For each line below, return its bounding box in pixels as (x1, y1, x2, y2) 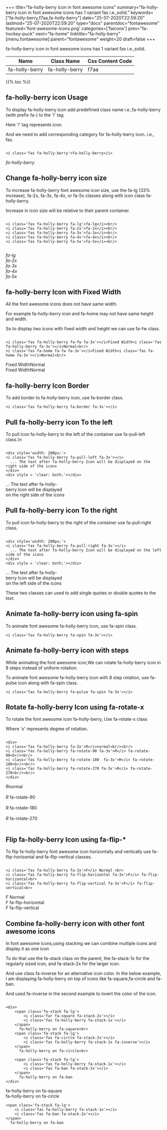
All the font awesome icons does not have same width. (5, 301, 118, 307)
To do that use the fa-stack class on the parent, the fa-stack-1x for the (5, 955, 150, 961)
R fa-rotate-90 (5, 794, 35, 800)
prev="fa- (128, 25, 148, 31)
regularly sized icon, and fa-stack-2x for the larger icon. (5, 961, 120, 967)
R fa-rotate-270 (5, 816, 38, 822)
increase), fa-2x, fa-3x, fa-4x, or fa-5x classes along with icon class (5, 192, 145, 198)
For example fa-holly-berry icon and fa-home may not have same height (5, 311, 154, 317)
